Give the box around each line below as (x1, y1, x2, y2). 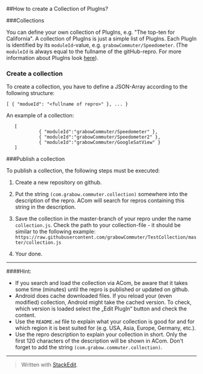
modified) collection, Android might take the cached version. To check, (14, 299, 192, 306)
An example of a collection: (6, 112, 74, 119)
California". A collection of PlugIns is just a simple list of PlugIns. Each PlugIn (6, 35, 197, 42)
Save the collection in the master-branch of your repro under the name (14, 215, 192, 223)
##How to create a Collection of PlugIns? (6, 5, 109, 12)
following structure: (6, 90, 55, 97)
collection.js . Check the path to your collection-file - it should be (14, 221, 181, 229)
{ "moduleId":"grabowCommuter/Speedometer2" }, (38, 134, 161, 140)
